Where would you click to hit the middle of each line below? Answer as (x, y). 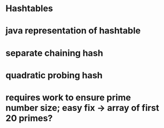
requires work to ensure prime (68, 97)
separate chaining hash (54, 53)
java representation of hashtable (73, 31)
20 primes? (29, 118)
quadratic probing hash (54, 75)
